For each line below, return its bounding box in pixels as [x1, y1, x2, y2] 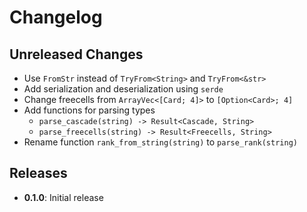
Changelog [9, 6, 103, 29]
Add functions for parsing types [23, 104, 156, 116]
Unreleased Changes [9, 46, 144, 63]
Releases [9, 165, 68, 182]
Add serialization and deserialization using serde [23, 83, 224, 95]
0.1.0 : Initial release [23, 191, 104, 203]
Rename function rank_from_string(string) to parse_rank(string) [23, 136, 298, 148]
